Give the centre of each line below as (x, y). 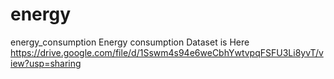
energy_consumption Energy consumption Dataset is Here (130, 42)
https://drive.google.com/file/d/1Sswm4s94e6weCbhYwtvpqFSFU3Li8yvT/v (167, 52)
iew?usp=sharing (46, 63)
